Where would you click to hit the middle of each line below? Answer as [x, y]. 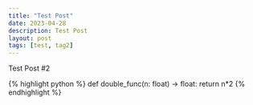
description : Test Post [48, 30]
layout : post [30, 38]
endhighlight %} [35, 92]
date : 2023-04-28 [37, 23]
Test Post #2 [29, 68]
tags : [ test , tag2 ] [41, 46]
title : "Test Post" [41, 16]
